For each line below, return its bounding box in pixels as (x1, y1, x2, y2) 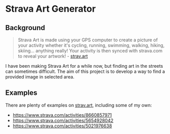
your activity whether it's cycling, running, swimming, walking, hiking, (17, 42, 165, 48)
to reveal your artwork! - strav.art (17, 53, 88, 59)
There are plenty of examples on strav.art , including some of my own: (5, 102, 152, 108)
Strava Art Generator (5, 3, 96, 15)
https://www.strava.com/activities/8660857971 (12, 112, 112, 118)
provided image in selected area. (5, 74, 75, 79)
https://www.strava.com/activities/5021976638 (12, 123, 112, 129)
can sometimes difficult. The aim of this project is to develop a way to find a (5, 68, 165, 74)
